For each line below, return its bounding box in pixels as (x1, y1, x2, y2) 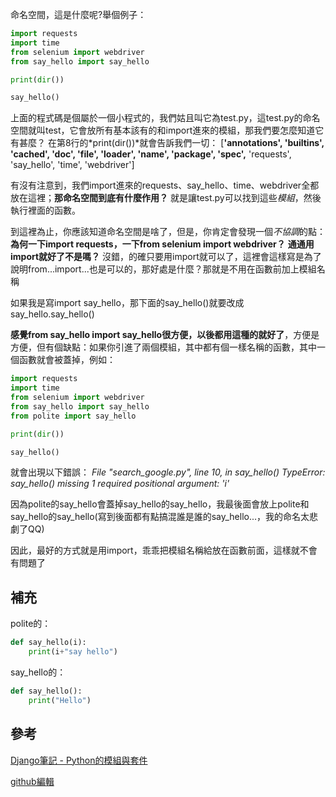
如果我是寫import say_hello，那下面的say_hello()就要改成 (10, 297, 245, 309)
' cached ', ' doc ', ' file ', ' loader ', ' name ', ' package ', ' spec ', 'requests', (10, 148, 292, 160)
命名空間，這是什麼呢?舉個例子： (10, 9, 147, 20)
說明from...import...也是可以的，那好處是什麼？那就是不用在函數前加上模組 (10, 263, 317, 275)
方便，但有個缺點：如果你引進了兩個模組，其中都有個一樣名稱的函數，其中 (10, 341, 317, 353)
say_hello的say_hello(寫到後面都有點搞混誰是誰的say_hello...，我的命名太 (10, 511, 310, 523)
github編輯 (10, 775, 55, 787)
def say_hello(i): (10, 638, 87, 648)
